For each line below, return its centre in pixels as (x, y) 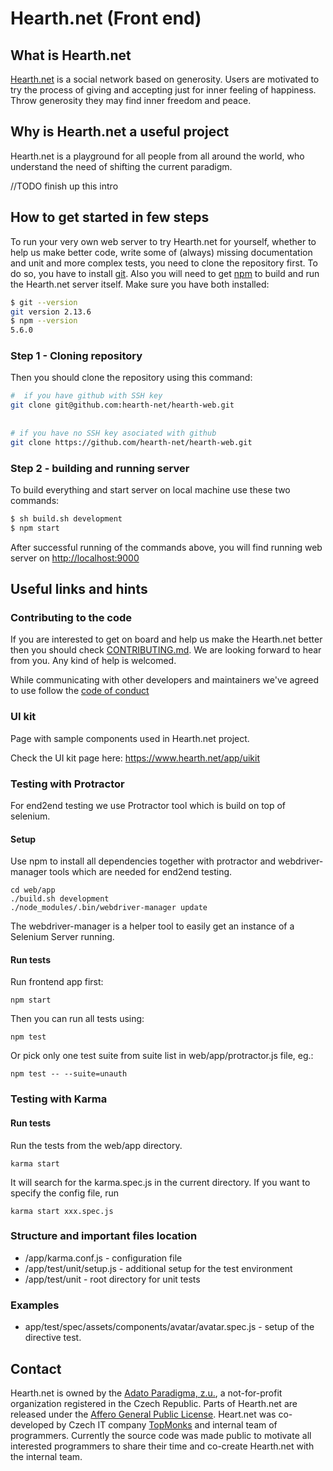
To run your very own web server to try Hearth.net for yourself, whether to (163, 241)
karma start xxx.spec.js (62, 1211)
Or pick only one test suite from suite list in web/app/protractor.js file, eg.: (162, 1056)
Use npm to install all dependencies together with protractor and (143, 861)
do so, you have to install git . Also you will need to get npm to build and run (165, 273)
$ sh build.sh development (66, 518)
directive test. (53, 1338)
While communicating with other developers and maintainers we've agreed (164, 680)
